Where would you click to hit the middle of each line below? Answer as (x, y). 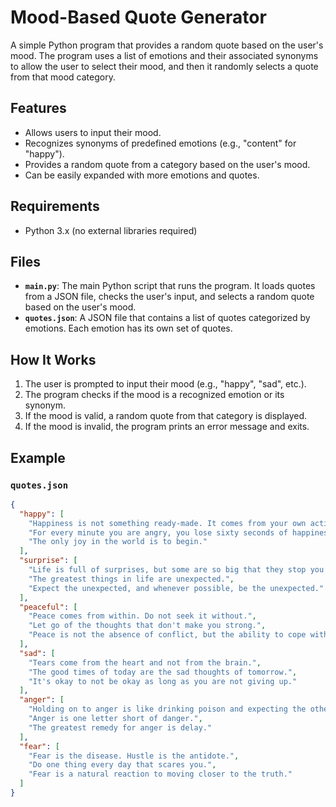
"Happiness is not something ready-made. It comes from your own (167, 523)
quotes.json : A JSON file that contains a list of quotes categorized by (167, 318)
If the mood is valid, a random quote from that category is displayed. (166, 416)
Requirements (55, 206)
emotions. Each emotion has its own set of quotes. (128, 328)
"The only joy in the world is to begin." (118, 542)
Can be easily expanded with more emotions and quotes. (142, 175)
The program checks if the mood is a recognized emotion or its (154, 395)
